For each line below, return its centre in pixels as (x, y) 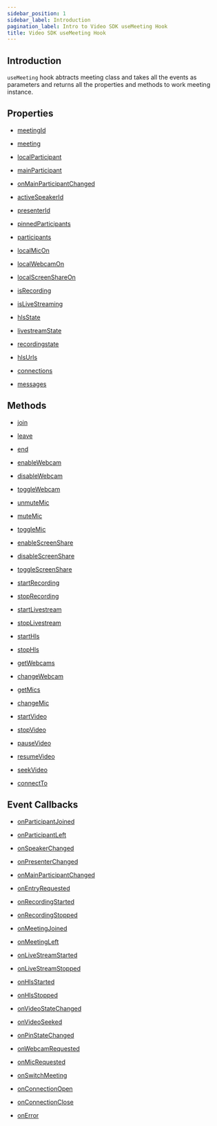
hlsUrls (27, 357)
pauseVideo (34, 743)
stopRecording (38, 596)
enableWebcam (39, 462)
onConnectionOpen (45, 1088)
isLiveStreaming (40, 303)
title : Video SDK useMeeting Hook (57, 33)
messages (32, 384)
